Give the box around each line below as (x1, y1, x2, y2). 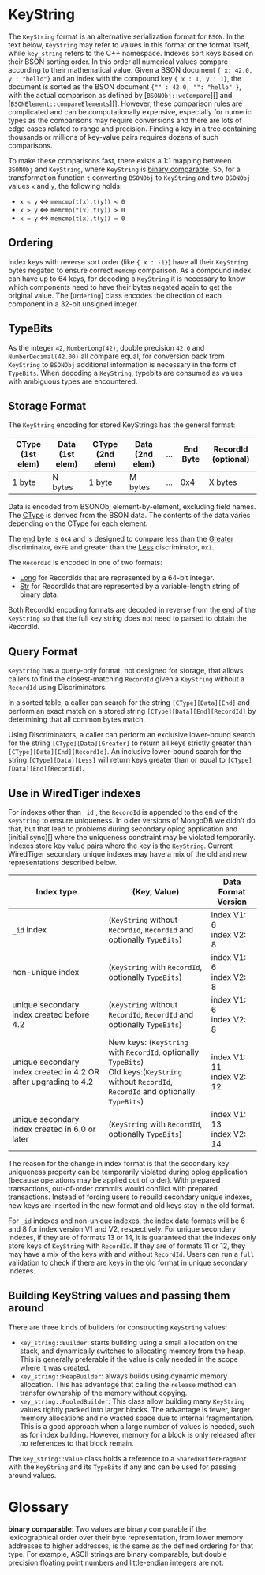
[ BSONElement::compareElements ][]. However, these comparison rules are (8, 99, 243, 108)
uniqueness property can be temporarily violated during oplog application (8, 1167, 248, 1176)
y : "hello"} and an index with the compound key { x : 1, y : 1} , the (8, 73, 242, 83)
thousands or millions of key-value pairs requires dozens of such (8, 132, 219, 141)
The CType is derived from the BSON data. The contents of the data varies (8, 511, 251, 520)
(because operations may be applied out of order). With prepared (8, 1176, 221, 1185)
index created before (12, 1009, 90, 1020)
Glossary (8, 1498, 69, 1516)
